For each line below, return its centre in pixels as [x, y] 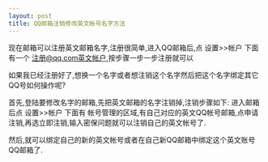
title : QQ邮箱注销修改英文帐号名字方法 [67, 23]
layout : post [30, 16]
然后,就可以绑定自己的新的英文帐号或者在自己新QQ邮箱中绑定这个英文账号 [132, 139]
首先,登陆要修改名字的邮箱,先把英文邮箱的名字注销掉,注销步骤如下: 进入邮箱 [134, 102]
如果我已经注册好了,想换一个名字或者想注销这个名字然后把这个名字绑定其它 [134, 75]
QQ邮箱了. [26, 150]
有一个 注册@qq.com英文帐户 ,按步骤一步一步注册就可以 [101, 58]
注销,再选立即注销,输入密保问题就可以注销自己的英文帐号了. [107, 122]
